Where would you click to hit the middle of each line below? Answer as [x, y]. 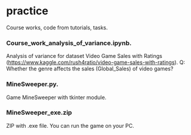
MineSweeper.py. [32, 84]
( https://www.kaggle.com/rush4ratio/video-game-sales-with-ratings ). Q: [95, 62]
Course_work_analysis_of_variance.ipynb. [69, 43]
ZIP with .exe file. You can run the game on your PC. [70, 125]
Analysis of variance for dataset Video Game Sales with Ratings [84, 56]
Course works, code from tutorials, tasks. [57, 27]
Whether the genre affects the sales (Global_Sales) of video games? [90, 69]
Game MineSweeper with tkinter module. [56, 97]
